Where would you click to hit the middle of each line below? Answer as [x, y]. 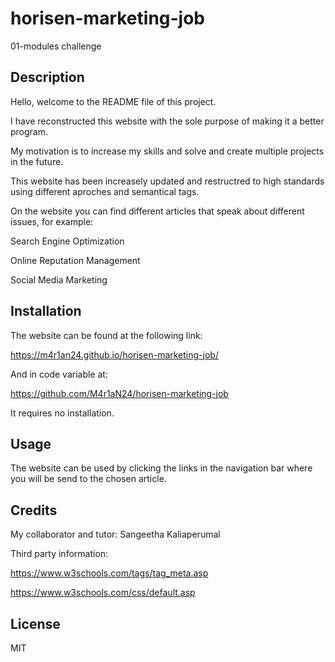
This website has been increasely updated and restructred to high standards [167, 181]
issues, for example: [52, 221]
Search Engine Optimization [67, 241]
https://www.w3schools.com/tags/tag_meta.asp [109, 573]
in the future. [37, 161]
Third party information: [59, 554]
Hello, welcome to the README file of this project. [113, 101]
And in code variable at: [59, 374]
